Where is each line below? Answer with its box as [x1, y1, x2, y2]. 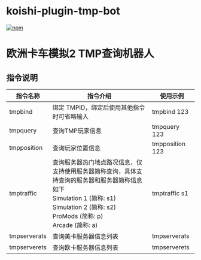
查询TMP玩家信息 [52, 126, 102, 135]
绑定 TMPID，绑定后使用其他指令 [52, 103, 145, 111]
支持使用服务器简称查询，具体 [52, 167, 136, 175]
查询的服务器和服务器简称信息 [58, 176, 142, 184]
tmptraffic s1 [152, 189, 188, 197]
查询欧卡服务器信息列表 [52, 243, 118, 252]
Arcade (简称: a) [52, 220, 98, 229]
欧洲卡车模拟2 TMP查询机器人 [6, 47, 154, 61]
